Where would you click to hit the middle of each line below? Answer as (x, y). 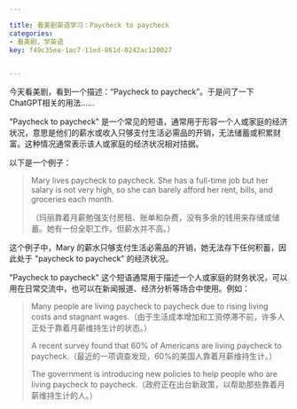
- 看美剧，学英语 (36, 42)
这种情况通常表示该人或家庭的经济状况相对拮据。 (114, 144)
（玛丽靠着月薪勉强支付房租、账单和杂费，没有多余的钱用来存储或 (151, 217)
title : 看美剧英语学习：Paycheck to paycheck (90, 25)
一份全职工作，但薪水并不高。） (118, 229)
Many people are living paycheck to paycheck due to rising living (149, 306)
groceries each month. (72, 200)
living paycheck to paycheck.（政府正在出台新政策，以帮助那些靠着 (154, 385)
